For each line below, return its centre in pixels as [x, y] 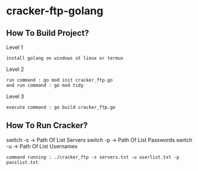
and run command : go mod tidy [45, 85]
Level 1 [15, 47]
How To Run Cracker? [47, 125]
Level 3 [15, 96]
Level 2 [15, 69]
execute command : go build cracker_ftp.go [61, 107]
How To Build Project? [48, 33]
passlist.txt [22, 162]
